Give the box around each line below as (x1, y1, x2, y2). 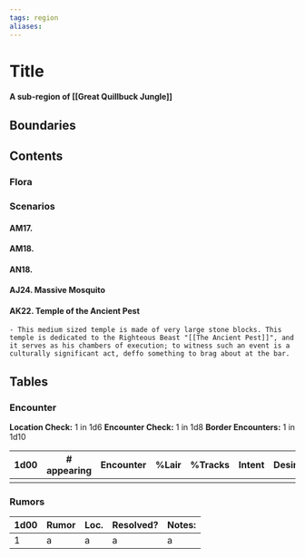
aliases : (9, 22, 43, 31)
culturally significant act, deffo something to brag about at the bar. (9, 349, 290, 358)
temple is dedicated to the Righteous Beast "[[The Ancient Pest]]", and (9, 333, 295, 343)
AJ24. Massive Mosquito (9, 285, 106, 296)
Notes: (167, 519, 197, 532)
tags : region (9, 13, 59, 23)
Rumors (9, 495, 45, 508)
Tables (9, 374, 48, 389)
